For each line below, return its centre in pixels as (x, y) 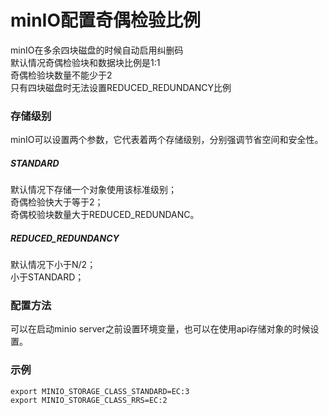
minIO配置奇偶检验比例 (106, 20)
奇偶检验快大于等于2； (57, 202)
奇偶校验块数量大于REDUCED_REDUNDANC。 (105, 215)
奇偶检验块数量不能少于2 (61, 75)
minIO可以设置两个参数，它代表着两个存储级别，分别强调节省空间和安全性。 (167, 140)
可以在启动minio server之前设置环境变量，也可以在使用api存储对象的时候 (160, 329)
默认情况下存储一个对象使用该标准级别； (93, 190)
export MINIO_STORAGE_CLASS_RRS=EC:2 (89, 400)
